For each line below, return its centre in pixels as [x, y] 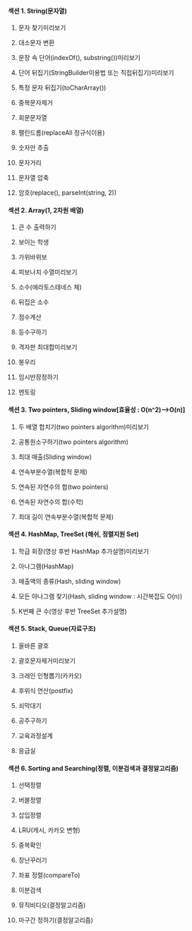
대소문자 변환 [36, 43]
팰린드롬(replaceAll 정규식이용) [61, 133]
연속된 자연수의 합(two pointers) [63, 486]
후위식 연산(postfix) [46, 691]
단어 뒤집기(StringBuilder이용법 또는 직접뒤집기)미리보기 [96, 73]
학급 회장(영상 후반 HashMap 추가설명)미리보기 [83, 551]
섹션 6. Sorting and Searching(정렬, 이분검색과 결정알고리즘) [94, 768]
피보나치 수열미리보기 [48, 272]
